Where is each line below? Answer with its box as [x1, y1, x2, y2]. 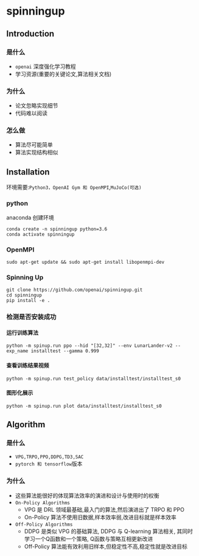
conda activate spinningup [6, 231, 75, 238]
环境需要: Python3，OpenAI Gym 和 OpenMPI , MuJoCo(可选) [6, 184, 142, 191]
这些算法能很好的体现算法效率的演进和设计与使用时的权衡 [15, 492, 159, 499]
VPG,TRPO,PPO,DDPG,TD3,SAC [15, 454, 84, 460]
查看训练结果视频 [6, 362, 49, 369]
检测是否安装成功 [6, 313, 57, 321]
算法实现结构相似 [15, 149, 58, 156]
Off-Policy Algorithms [15, 521, 73, 527]
